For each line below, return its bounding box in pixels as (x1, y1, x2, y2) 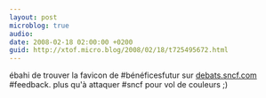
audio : (9, 29, 34, 38)
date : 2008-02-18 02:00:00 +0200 (9, 37, 133, 47)
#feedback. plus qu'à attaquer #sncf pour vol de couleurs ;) (9, 79, 229, 90)
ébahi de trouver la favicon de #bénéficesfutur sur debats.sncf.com (9, 70, 258, 80)
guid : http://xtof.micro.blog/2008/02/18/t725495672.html (9, 46, 229, 55)
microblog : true (9, 21, 69, 30)
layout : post (9, 12, 58, 22)
